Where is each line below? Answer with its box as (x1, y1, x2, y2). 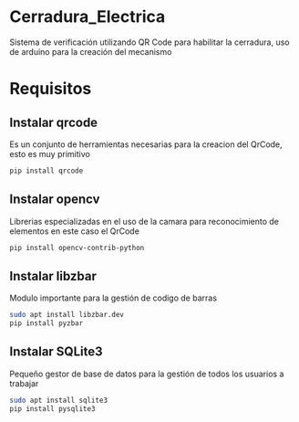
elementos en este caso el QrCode (9, 226, 139, 237)
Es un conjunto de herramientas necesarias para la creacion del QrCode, (9, 139, 283, 150)
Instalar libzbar (9, 268, 98, 284)
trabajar (9, 377, 39, 389)
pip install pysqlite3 (9, 404, 96, 413)
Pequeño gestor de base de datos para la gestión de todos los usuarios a (9, 368, 284, 379)
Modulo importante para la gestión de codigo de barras (9, 292, 217, 303)
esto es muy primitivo (9, 148, 91, 159)
